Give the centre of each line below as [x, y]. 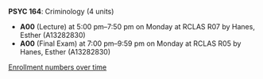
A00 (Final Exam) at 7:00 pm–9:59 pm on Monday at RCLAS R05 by [130, 43]
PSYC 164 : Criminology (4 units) [61, 11]
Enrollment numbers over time [58, 67]
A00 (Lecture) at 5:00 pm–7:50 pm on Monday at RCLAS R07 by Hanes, [137, 26]
